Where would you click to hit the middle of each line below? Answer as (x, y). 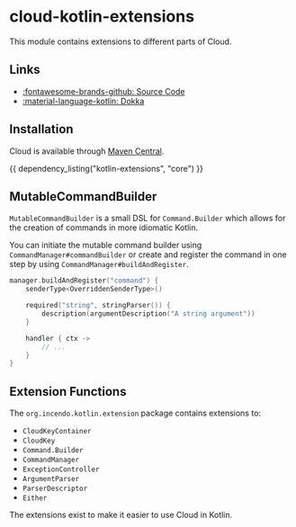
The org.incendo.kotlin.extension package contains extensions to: (135, 413)
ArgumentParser (51, 479)
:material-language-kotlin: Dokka (83, 101)
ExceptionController (61, 469)
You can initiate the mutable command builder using (106, 246)
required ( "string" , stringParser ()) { (98, 306)
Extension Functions (68, 392)
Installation (41, 129)
